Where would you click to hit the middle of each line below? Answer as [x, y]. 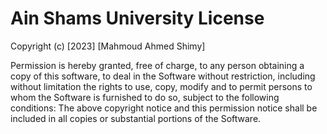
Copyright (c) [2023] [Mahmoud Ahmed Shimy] [108, 46]
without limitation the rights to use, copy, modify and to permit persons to [161, 86]
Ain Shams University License [137, 18]
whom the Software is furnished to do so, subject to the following [145, 97]
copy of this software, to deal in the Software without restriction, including [163, 76]
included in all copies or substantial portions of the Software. [136, 118]
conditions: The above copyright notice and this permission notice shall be [164, 108]
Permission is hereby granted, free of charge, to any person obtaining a [157, 65]
